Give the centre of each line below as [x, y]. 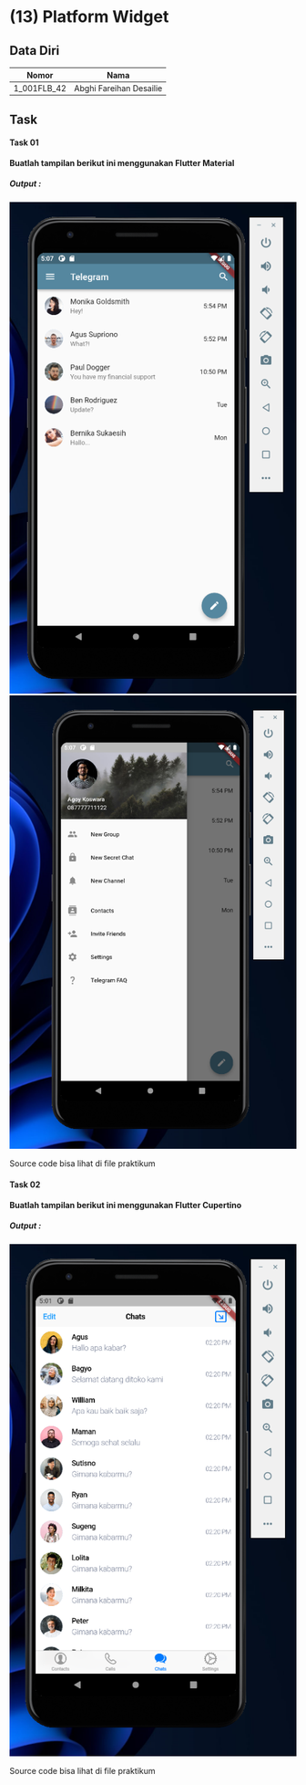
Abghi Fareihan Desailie [118, 88]
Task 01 [24, 142]
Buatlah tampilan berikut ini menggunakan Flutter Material [122, 162]
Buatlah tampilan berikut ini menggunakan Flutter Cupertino [126, 1205]
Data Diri [35, 51]
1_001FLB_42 [40, 88]
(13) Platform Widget [89, 17]
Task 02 [25, 1185]
